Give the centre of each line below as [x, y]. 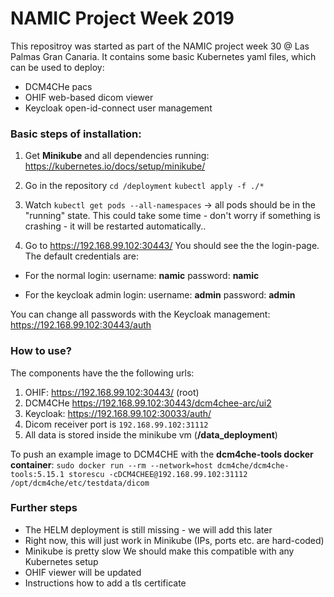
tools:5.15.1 [37, 474]
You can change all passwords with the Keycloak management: [140, 314]
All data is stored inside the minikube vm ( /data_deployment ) [151, 434]
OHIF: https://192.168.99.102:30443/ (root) [112, 392]
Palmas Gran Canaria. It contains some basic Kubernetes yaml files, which [163, 56]
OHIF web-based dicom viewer [89, 97]
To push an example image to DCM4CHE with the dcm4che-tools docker [162, 454]
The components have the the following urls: [102, 373]
